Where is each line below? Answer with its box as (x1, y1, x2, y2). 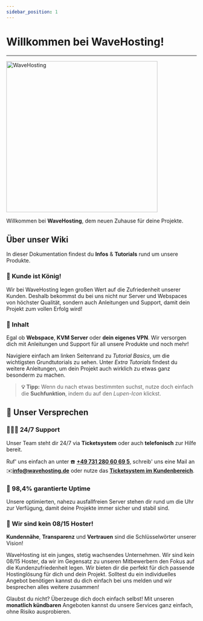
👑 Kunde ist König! (6, 272, 62, 281)
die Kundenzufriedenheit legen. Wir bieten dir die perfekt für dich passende (6, 564, 195, 571)
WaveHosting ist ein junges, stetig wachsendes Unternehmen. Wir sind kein (6, 551, 195, 559)
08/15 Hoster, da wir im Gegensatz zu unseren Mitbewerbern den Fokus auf (6, 558, 195, 565)
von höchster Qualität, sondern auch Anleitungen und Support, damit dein (6, 299, 190, 306)
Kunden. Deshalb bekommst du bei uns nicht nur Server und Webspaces (6, 292, 187, 299)
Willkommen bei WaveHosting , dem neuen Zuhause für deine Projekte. (6, 217, 184, 224)
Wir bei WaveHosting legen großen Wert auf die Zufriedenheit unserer (6, 285, 181, 293)
